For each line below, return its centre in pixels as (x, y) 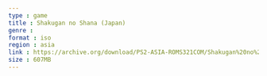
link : (19, 52)
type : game (28, 15)
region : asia (32, 45)
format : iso (30, 38)
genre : (21, 30)
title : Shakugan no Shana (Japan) (67, 23)
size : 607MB (30, 60)
